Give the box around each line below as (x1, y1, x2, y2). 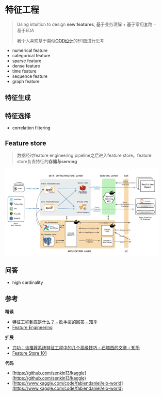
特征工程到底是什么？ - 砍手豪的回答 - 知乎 (12, 319, 98, 325)
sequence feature (12, 73, 48, 79)
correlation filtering (12, 125, 51, 131)
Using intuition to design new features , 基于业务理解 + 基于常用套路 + (16, 21, 157, 27)
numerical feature (12, 47, 48, 53)
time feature (12, 68, 37, 74)
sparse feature (12, 58, 42, 64)
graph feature (12, 78, 40, 84)
